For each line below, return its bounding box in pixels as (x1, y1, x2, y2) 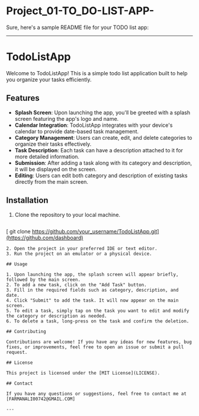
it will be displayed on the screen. (14, 165, 97, 172)
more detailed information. (14, 153, 80, 160)
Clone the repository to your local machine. (14, 211, 120, 218)
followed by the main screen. (6, 277, 81, 283)
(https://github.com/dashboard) (6, 234, 84, 241)
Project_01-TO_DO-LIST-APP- (6, 4, 155, 18)
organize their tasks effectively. (14, 140, 92, 148)
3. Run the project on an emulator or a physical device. (6, 251, 152, 257)
